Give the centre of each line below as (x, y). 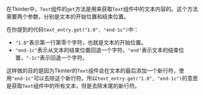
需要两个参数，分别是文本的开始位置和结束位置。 (68, 16)
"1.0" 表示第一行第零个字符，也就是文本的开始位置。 (81, 42)
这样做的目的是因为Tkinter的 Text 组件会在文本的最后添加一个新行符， (93, 71)
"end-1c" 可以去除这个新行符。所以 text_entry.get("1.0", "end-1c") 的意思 (105, 78)
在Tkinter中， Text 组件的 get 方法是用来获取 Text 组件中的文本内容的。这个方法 (102, 9)
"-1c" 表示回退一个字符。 (57, 58)
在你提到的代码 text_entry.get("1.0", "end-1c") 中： (72, 30)
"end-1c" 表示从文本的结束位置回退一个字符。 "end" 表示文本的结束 (97, 50)
